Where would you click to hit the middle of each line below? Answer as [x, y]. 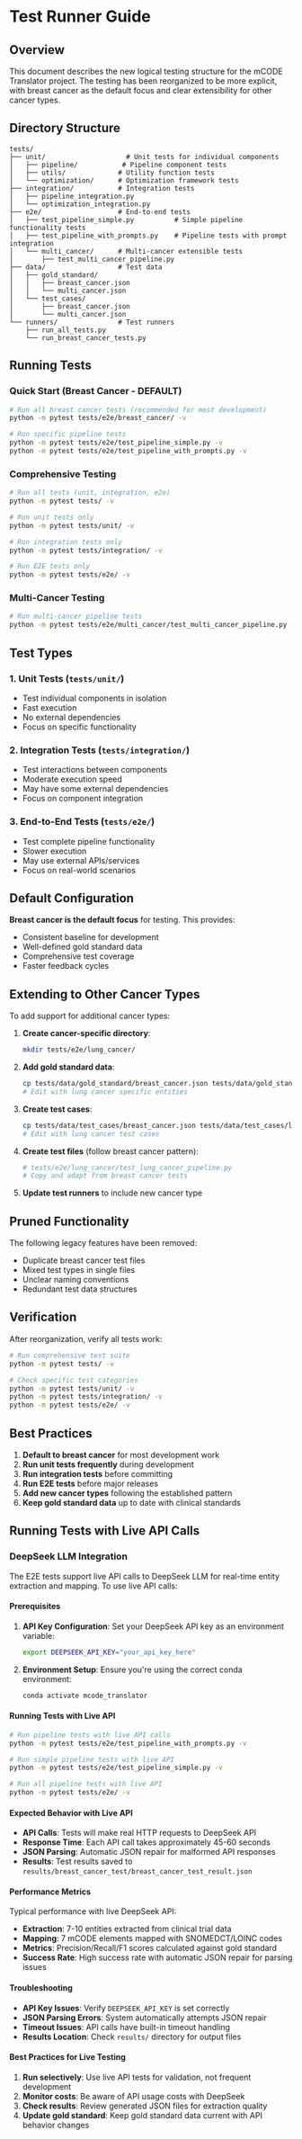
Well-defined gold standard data [82, 947]
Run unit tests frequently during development [108, 1464]
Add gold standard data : [68, 1067]
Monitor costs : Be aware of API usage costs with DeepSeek [133, 2096]
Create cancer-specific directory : [86, 1034]
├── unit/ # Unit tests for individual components [144, 157]
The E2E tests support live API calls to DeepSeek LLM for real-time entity [145, 1576]
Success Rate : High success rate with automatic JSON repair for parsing [157, 1957]
